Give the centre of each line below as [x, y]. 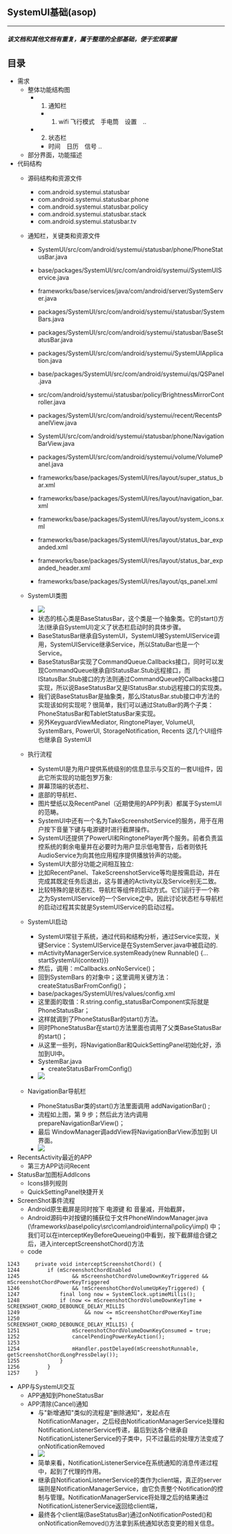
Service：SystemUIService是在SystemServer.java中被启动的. [131, 945]
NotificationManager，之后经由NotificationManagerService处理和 [131, 1421]
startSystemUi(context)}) [73, 960]
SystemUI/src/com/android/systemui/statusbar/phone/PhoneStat [130, 250]
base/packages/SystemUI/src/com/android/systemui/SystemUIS [130, 270]
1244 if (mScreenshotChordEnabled [69, 1271]
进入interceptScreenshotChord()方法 [92, 1244]
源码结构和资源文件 [55, 178]
